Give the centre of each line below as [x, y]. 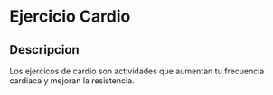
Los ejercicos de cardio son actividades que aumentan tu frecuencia [137, 71]
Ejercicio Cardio [70, 17]
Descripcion [44, 50]
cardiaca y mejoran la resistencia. [72, 81]
